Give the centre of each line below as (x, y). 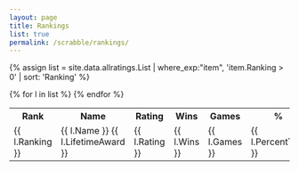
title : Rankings (39, 26)
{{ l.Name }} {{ (89, 131)
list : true (29, 34)
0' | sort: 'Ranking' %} (50, 77)
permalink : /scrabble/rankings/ (69, 42)
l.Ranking (33, 142)
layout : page (33, 17)
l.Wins (186, 142)
